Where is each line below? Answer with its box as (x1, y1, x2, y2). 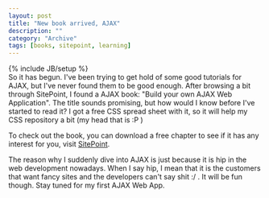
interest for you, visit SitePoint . (8, 139, 110, 149)
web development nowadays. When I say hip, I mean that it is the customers (8, 163, 261, 173)
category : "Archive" (8, 34, 78, 43)
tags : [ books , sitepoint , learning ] (8, 42, 131, 50)
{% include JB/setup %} (8, 64, 89, 73)
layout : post (8, 11, 52, 20)
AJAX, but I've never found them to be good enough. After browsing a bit (8, 81, 251, 91)
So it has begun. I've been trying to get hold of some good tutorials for (8, 72, 242, 82)
